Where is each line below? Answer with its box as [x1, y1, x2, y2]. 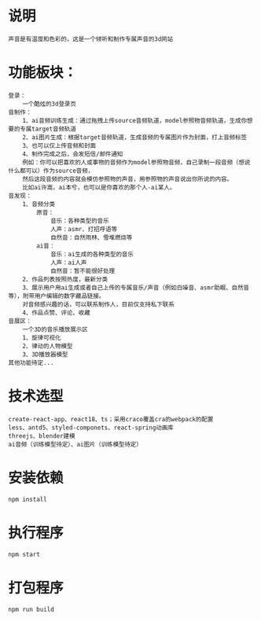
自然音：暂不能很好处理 [50, 266, 116, 275]
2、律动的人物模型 [22, 342, 73, 350]
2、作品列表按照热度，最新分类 [22, 275, 108, 283]
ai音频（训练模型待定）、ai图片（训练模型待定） [8, 440, 143, 448]
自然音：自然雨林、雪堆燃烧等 [50, 233, 133, 241]
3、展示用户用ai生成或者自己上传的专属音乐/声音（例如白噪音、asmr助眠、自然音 [22, 284, 250, 292]
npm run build [8, 605, 55, 613]
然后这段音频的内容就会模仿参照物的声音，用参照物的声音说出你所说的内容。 [22, 175, 233, 183]
